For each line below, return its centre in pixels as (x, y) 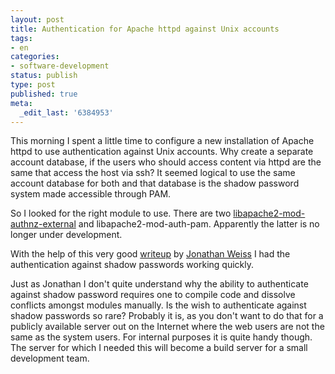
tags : (21, 38)
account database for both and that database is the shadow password (155, 183)
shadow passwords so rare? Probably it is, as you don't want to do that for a (167, 316)
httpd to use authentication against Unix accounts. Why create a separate (162, 152)
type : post (33, 85)
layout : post (37, 19)
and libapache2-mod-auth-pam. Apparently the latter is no (199, 224)
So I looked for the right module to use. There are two (121, 213)
